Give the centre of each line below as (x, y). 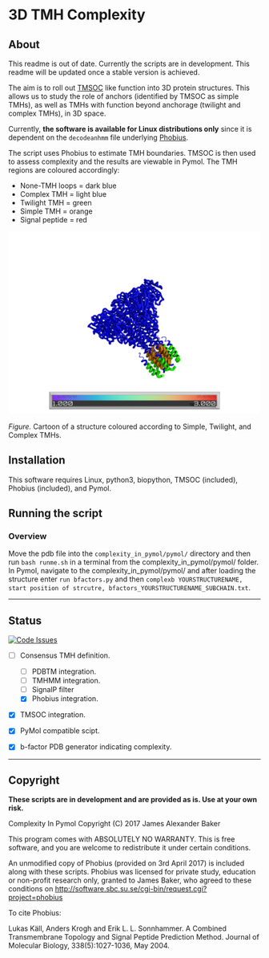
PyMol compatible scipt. (60, 731)
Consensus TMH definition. (65, 655)
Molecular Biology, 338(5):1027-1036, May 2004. (89, 946)
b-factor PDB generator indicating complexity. (96, 747)
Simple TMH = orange (56, 211)
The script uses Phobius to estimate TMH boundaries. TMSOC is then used (132, 153)
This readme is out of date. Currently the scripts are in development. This (129, 63)
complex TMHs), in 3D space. (57, 113)
